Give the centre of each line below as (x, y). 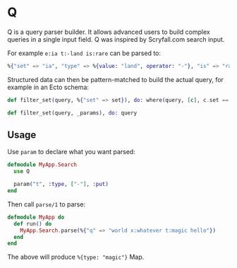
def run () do (33, 223)
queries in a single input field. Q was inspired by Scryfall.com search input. (116, 39)
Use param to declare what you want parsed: (71, 152)
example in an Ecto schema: (48, 87)
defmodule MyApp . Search (42, 165)
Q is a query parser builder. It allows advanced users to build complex (109, 32)
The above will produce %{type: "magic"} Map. (76, 257)
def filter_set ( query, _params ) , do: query (72, 113)
